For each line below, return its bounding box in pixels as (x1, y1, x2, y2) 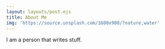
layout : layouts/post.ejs (6, 8, 71, 15)
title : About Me (6, 14, 47, 20)
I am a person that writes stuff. (6, 36, 82, 44)
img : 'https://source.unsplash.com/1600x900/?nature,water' (6, 20, 161, 26)
